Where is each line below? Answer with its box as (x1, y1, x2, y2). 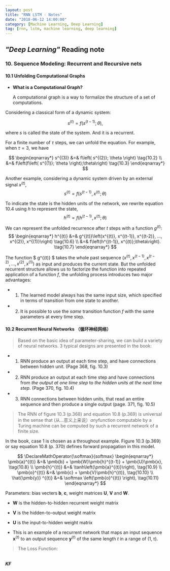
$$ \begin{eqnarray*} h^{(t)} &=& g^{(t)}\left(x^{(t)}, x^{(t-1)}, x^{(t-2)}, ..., (8, 233, 162, 239)
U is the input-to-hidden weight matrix (12, 520, 93, 526)
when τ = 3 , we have (5, 145, 49, 151)
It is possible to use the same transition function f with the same (20, 308, 154, 315)
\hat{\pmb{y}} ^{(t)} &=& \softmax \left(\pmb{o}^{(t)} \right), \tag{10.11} (12, 475, 159, 481)
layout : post (5, 7, 33, 13)
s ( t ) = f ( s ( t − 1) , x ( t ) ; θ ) (64, 189, 107, 196)
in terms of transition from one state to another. (20, 297, 119, 304)
